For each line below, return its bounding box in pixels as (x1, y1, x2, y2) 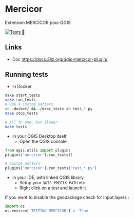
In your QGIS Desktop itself (12, 133, 67, 139)
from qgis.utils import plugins (5, 148, 71, 153)
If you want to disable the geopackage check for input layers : (5, 195, 130, 200)
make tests (5, 124, 27, 129)
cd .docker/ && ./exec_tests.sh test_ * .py (5, 107, 93, 111)
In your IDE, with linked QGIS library (12, 174, 84, 180)
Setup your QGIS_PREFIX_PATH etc (19, 180, 85, 186)
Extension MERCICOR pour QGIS (5, 20, 71, 25)
